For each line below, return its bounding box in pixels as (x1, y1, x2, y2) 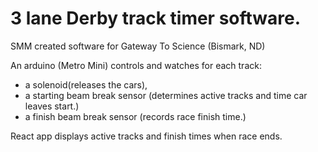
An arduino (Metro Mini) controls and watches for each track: (10, 59, 262, 71)
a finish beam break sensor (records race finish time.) (24, 110, 247, 122)
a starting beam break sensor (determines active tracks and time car (24, 89, 308, 101)
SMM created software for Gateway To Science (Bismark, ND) (10, 40, 266, 52)
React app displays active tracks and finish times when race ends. (10, 130, 283, 142)
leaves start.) (24, 100, 80, 112)
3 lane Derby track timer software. (10, 7, 302, 30)
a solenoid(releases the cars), (24, 78, 148, 91)
